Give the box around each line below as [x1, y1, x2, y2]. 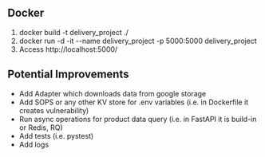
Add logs [18, 139, 49, 149]
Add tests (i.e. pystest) [18, 131, 94, 140]
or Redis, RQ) [18, 123, 63, 132]
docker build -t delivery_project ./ [18, 27, 129, 37]
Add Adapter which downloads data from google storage [18, 88, 207, 98]
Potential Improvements [7, 68, 129, 81]
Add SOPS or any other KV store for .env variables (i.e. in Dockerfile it [18, 97, 249, 107]
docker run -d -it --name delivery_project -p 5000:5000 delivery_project [18, 36, 257, 45]
